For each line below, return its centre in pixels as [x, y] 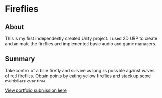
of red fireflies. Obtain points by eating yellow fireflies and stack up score [78, 76]
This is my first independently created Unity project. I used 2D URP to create [81, 38]
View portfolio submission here [36, 90]
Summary [20, 59]
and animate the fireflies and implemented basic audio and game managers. [81, 44]
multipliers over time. [26, 81]
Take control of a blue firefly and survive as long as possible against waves [80, 70]
